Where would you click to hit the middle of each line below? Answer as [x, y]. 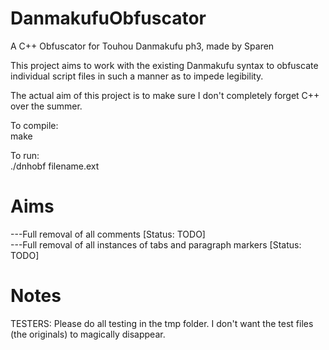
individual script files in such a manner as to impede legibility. [137, 76]
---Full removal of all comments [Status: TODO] [108, 234]
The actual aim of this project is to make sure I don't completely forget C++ [165, 95]
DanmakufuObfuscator [108, 18]
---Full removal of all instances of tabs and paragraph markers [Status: [156, 244]
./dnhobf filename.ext [55, 166]
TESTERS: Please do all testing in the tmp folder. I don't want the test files [162, 323]
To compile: [34, 125]
